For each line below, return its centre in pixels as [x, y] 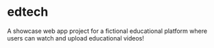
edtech [28, 12]
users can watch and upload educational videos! [76, 38]
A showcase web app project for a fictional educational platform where [107, 31]
